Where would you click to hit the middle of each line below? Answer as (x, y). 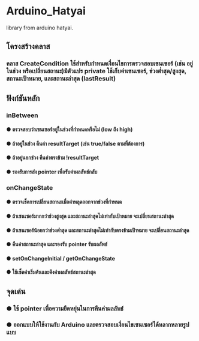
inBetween (22, 115)
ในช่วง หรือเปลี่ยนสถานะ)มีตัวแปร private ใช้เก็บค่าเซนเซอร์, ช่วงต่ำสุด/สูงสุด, (97, 71)
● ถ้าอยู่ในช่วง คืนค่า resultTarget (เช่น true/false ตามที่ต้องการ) (76, 143)
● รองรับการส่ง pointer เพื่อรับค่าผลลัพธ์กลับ (52, 172)
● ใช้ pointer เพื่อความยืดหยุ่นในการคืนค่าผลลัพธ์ (65, 309)
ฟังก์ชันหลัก (23, 98)
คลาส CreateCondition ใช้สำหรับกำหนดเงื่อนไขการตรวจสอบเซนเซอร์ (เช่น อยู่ (99, 64)
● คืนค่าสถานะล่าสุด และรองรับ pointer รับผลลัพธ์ (57, 244)
